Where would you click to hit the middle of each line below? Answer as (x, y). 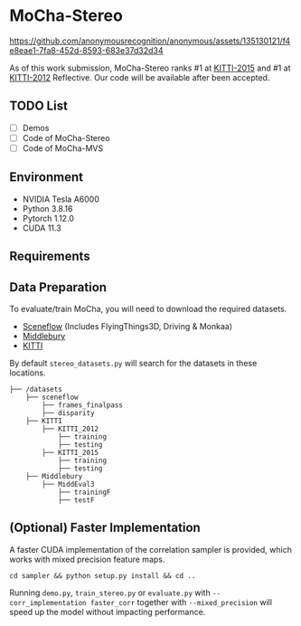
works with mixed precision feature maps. (87, 559)
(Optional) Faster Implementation (105, 528)
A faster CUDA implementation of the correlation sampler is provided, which (150, 549)
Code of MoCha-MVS (63, 148)
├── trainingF (84, 492)
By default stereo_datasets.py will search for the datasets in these (133, 363)
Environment (47, 177)
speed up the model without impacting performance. (108, 612)
